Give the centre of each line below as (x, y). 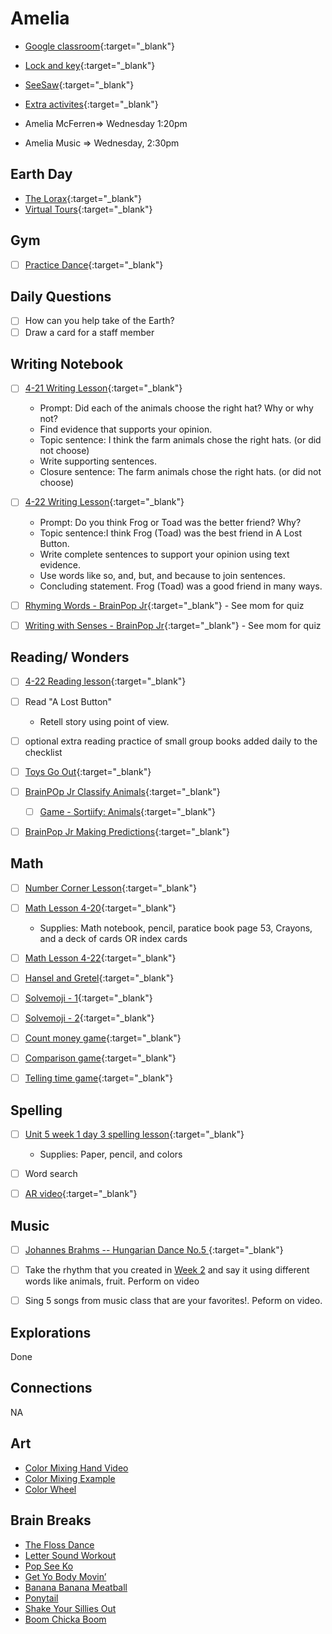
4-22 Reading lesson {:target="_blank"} (105, 681)
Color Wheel (50, 1489)
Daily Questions (61, 297)
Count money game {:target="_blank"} (103, 1038)
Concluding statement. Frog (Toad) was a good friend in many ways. (181, 586)
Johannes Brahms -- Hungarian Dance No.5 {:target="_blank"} (154, 1250)
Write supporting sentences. (98, 461)
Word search (51, 1174)
